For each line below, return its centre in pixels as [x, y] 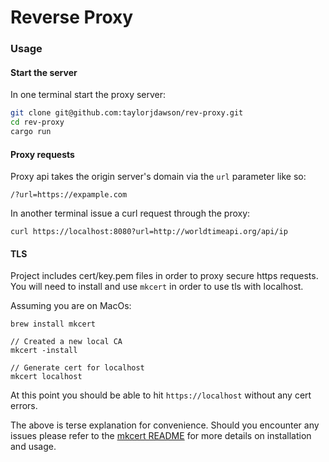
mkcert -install [44, 351]
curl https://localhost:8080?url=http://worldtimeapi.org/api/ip [149, 232]
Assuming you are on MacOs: [71, 306]
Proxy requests [42, 154]
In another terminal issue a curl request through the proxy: [130, 213]
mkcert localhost [46, 377]
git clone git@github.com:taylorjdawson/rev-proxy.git [127, 113]
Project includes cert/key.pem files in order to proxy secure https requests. [164, 276]
